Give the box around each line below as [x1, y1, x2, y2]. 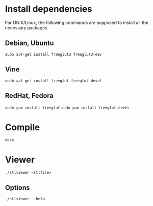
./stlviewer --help [5, 197, 45, 202]
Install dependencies [5, 3, 92, 15]
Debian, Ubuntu [5, 39, 54, 47]
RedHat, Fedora [5, 92, 53, 100]
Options [5, 183, 30, 192]
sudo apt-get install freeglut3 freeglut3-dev [5, 52, 102, 57]
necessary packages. [5, 24, 49, 30]
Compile [5, 121, 40, 133]
